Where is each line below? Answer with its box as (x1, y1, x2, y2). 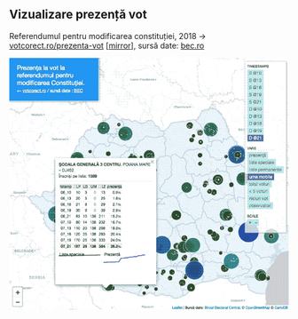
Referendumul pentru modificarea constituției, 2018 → (9, 30, 207, 41)
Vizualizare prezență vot (9, 7, 148, 22)
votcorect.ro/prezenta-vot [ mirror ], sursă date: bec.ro (9, 40, 205, 51)
